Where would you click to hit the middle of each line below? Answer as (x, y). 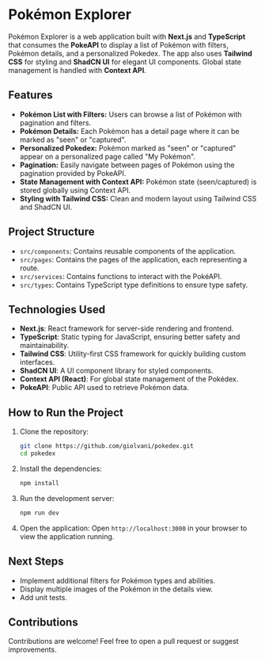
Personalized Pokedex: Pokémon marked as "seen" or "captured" (128, 147)
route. (29, 268)
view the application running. (67, 536)
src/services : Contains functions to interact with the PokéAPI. (121, 276)
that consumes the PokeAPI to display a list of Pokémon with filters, (119, 44)
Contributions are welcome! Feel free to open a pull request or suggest (123, 641)
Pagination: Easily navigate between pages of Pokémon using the (127, 165)
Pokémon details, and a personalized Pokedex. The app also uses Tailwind (130, 53)
